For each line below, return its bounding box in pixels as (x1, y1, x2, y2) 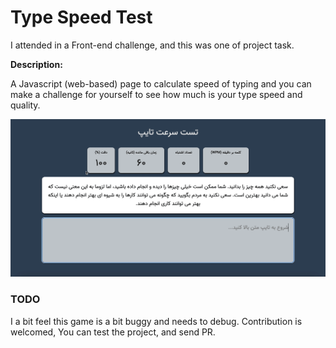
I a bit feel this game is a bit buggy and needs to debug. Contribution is (10, 315, 303, 327)
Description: (10, 58, 63, 70)
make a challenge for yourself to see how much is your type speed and (10, 88, 303, 100)
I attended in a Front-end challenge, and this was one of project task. (10, 39, 295, 51)
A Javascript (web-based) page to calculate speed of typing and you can (10, 77, 312, 90)
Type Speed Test (10, 6, 153, 29)
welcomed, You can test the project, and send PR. (10, 326, 216, 338)
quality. (10, 99, 41, 111)
